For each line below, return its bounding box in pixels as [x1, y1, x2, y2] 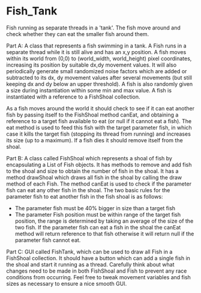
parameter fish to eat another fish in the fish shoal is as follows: [6, 193, 163, 200]
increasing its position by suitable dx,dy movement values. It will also [6, 61, 177, 68]
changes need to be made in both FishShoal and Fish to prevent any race [6, 267, 187, 274]
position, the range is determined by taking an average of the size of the [14, 217, 194, 225]
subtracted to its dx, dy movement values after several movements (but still [6, 74, 192, 81]
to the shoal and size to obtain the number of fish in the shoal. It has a [6, 167, 179, 175]
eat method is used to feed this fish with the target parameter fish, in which [6, 124, 192, 131]
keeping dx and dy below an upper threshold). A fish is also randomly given [6, 80, 193, 88]
